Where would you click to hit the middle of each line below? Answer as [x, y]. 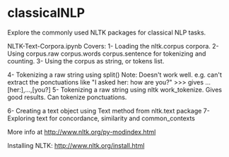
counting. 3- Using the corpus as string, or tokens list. [86, 61]
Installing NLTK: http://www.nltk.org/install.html [76, 145]
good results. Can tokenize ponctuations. [67, 97]
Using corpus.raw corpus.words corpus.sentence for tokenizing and [107, 54]
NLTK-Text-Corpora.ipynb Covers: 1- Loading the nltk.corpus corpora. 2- [113, 46]
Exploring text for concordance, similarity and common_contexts [101, 118]
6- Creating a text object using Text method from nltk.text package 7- [108, 111]
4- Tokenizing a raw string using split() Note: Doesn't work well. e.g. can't [115, 75]
